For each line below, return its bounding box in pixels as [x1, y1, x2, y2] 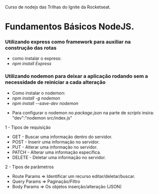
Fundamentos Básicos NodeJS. [5, 21, 135, 32]
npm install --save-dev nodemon [12, 100, 79, 106]
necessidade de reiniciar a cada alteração [5, 79, 106, 86]
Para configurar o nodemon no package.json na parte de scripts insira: [12, 109, 155, 116]
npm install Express [12, 61, 52, 67]
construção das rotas [5, 45, 57, 52]
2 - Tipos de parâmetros [5, 164, 54, 170]
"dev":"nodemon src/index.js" [12, 115, 72, 121]
